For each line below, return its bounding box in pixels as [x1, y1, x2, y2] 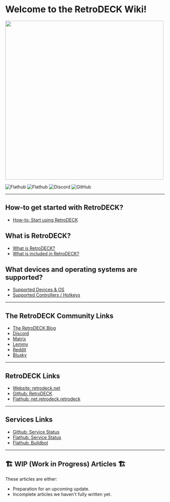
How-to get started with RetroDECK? [5, 203, 123, 212]
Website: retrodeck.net [12, 385, 61, 391]
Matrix [12, 336, 26, 342]
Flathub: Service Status [12, 434, 62, 440]
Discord [12, 331, 29, 337]
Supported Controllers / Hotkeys [12, 292, 80, 298]
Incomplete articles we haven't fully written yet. [12, 491, 112, 497]
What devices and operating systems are [5, 265, 138, 274]
